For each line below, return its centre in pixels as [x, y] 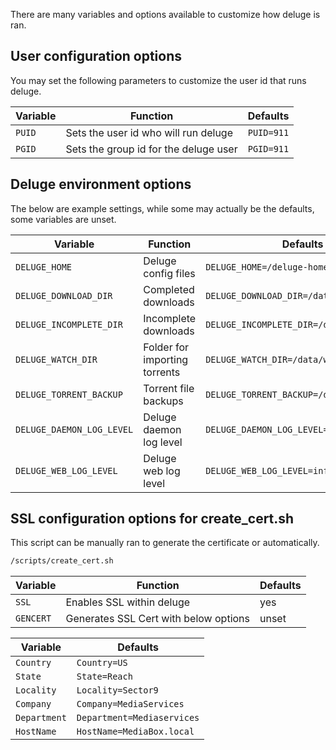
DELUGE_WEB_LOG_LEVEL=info [269, 470]
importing [166, 359]
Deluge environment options [101, 184]
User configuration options [96, 56]
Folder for [166, 347]
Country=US [102, 663]
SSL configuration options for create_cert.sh [152, 519]
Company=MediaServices [130, 704]
